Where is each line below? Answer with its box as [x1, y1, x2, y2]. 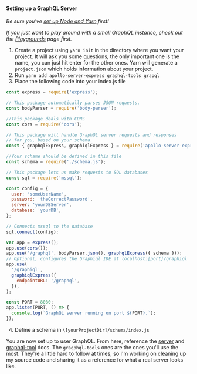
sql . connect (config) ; [6, 229, 59, 235]
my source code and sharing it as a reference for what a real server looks [6, 356, 184, 363]
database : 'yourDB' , [11, 207, 62, 214]
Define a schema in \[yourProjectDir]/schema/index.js [14, 326, 150, 333]
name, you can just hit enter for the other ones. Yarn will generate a [14, 59, 178, 66]
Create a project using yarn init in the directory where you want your [14, 47, 184, 54]
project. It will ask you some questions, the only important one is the [14, 53, 180, 60]
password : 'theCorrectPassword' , [11, 197, 93, 203]
